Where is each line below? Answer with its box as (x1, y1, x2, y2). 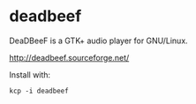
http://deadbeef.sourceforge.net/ (9, 52, 130, 63)
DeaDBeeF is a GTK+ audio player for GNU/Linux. (9, 35, 188, 46)
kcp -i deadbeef (9, 86, 69, 95)
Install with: (9, 69, 51, 80)
